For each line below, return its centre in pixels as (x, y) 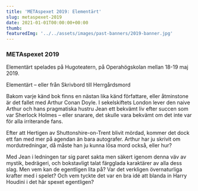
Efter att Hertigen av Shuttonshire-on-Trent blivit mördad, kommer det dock (98, 133)
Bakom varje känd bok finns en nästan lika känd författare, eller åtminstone (98, 96)
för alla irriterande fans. (35, 121)
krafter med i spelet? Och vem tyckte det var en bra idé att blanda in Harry (97, 176)
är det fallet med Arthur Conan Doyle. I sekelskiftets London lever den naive (98, 103)
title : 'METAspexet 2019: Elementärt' (54, 12)
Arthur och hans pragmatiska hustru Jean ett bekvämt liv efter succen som (97, 109)
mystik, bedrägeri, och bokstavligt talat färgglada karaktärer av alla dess (94, 163)
